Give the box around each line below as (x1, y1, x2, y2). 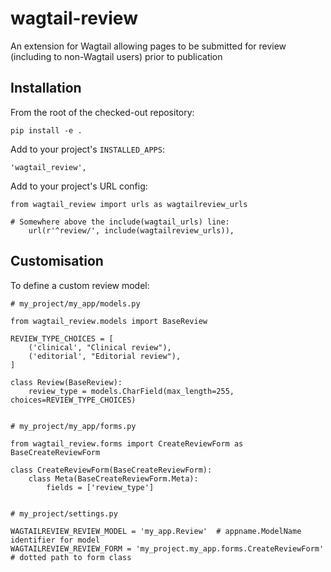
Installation (10, 80, 82, 97)
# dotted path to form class (10, 552, 132, 562)
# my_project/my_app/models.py (10, 298, 141, 309)
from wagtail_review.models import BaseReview (10, 316, 208, 326)
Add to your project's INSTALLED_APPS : (10, 143, 165, 155)
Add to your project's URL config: (10, 180, 148, 192)
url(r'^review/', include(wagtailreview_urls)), (28, 225, 235, 236)
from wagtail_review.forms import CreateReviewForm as (10, 438, 244, 449)
